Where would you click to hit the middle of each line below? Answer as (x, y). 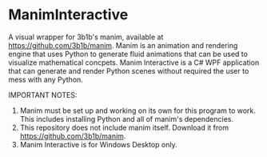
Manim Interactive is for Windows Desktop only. (98, 144)
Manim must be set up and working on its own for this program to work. (137, 111)
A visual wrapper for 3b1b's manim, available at (86, 37)
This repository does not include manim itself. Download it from (124, 127)
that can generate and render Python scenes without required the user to (129, 70)
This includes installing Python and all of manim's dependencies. (127, 119)
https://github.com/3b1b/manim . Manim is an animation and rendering (123, 45)
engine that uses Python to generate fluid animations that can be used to (128, 54)
